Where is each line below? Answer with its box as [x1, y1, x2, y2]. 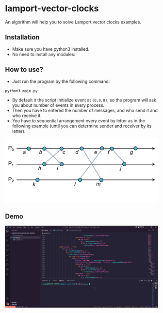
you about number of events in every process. [12, 102, 105, 108]
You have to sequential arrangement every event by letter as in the [12, 117, 146, 123]
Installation [5, 33, 40, 41]
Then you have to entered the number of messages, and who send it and [12, 107, 158, 113]
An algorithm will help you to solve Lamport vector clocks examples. [5, 19, 142, 25]
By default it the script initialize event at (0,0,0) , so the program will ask [12, 97, 157, 103]
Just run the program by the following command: [12, 78, 110, 84]
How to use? [5, 65, 44, 74]
